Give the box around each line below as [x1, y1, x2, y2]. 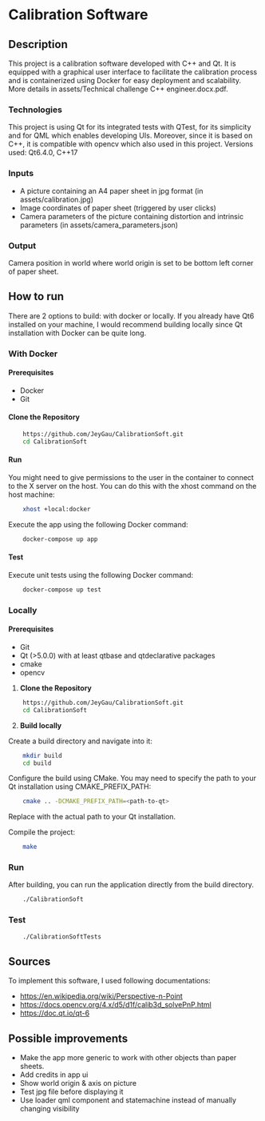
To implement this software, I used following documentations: [8, 976, 211, 986]
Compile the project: [8, 827, 76, 837]
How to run [8, 290, 65, 303]
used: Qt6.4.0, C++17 [8, 148, 78, 158]
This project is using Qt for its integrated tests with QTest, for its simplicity [8, 122, 251, 132]
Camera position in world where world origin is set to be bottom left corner [8, 258, 254, 267]
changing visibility [19, 1104, 80, 1114]
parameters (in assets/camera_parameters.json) [19, 220, 178, 230]
